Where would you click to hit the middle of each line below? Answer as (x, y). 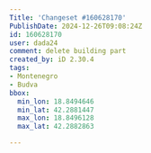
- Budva (24, 85)
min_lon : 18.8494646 (56, 101)
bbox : (19, 93)
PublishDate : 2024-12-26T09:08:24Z (76, 26)
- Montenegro (34, 76)
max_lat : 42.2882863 (56, 127)
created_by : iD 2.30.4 (52, 59)
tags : (19, 68)
